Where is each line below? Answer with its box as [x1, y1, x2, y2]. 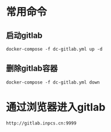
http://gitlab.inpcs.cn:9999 [6, 120, 77, 126]
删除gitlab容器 [6, 64, 58, 74]
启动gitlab [6, 30, 42, 40]
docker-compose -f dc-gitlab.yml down [6, 79, 100, 85]
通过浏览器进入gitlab [6, 100, 106, 114]
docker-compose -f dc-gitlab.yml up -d [6, 46, 103, 52]
